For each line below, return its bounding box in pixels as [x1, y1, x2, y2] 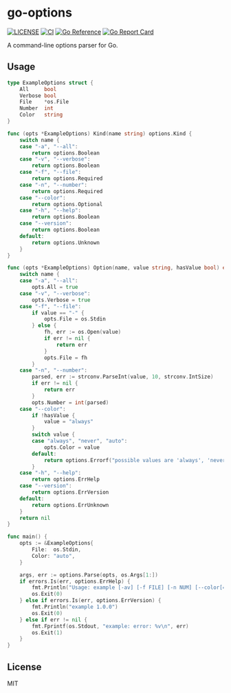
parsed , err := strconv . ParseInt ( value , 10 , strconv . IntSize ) [32, 374, 214, 381]
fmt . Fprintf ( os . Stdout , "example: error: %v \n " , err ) [32, 623, 189, 630]
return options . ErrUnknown [32, 501, 109, 508]
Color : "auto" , [32, 552, 76, 559]
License [7, 661, 42, 673]
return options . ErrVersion [32, 489, 109, 496]
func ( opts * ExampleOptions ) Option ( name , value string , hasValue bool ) [7, 264, 220, 272]
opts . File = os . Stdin [43, 316, 107, 323]
